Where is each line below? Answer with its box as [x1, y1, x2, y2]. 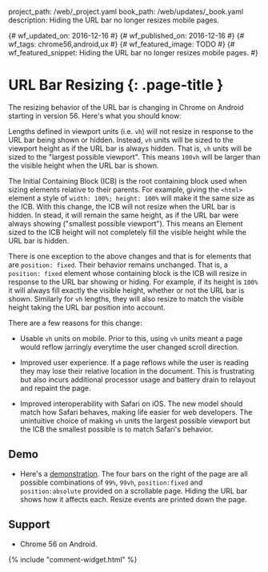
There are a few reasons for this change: [8, 318, 142, 327]
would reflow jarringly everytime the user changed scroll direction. [19, 342, 240, 351]
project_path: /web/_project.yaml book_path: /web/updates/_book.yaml [8, 7, 244, 16]
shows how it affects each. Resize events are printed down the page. [19, 494, 248, 504]
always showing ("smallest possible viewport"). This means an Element [8, 218, 243, 228]
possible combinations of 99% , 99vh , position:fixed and [19, 477, 203, 487]
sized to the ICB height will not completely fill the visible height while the [8, 227, 246, 237]
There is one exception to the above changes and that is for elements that [8, 251, 252, 261]
